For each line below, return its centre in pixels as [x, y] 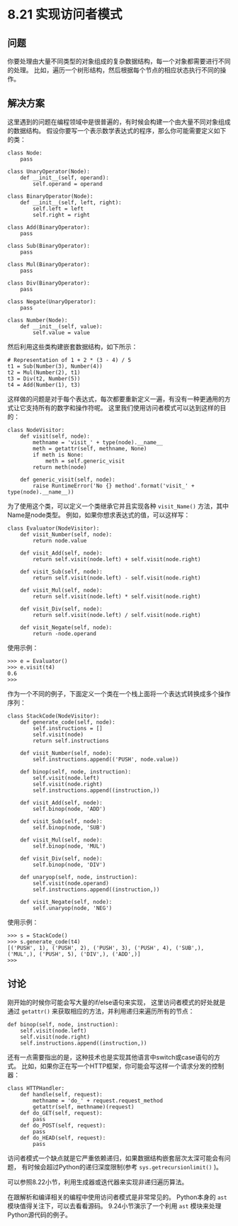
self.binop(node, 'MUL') [69, 846]
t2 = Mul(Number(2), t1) [44, 373]
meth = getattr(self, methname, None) [90, 448]
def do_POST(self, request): [63, 1125]
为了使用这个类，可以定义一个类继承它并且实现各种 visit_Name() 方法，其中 [118, 506]
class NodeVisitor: [36, 430]
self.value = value [62, 333]
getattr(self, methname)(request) [84, 1107]
